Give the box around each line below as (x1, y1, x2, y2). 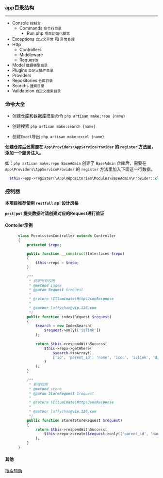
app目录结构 (5, 4, 34, 11)
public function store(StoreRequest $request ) (26, 418, 123, 423)
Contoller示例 (5, 222, 33, 228)
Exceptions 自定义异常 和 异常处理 (12, 36, 75, 42)
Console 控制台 (12, 20, 41, 26)
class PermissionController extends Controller (17, 233, 116, 238)
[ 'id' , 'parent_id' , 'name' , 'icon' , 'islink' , (52, 355, 151, 360)
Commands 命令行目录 (19, 25, 62, 31)
